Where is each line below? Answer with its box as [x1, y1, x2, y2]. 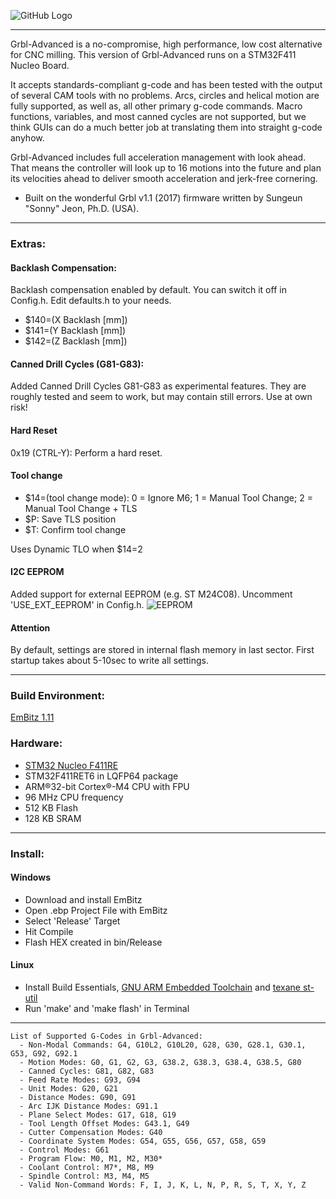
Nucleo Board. [10, 60, 70, 71]
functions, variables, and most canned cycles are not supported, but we [10, 111, 307, 122]
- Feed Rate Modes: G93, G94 [19, 1075, 141, 1085]
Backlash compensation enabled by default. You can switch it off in [10, 284, 287, 296]
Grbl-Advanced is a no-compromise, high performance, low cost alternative [10, 38, 323, 50]
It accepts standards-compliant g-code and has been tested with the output [10, 79, 323, 90]
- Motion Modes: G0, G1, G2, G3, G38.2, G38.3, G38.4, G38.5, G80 [19, 1058, 302, 1068]
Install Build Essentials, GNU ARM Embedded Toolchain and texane [24, 981, 301, 994]
